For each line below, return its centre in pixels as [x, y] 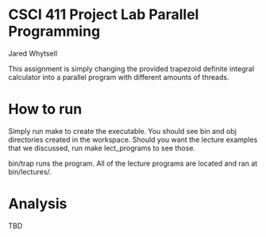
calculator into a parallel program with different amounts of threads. [119, 77]
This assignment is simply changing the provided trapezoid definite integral [131, 68]
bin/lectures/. [30, 171]
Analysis [38, 204]
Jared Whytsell [33, 53]
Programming [54, 31]
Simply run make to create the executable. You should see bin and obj [122, 131]
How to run [45, 109]
